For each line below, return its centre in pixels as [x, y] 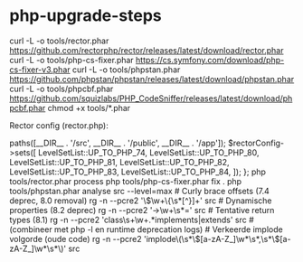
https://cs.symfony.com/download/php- [210, 60]
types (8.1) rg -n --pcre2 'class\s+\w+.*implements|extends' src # [132, 220]
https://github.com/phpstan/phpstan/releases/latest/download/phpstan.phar [152, 79]
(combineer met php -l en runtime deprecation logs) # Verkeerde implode [146, 229]
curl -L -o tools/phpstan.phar [126, 70]
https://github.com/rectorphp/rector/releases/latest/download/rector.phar [147, 50]
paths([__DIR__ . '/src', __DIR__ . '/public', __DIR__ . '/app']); [118, 143]
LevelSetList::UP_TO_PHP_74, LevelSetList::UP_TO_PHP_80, [148, 152]
